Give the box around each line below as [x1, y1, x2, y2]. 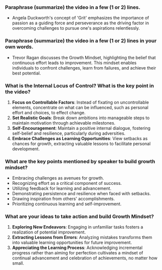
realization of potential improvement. [12, 229, 86, 235]
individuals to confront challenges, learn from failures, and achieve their [12, 65, 157, 71]
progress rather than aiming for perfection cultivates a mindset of [12, 250, 144, 256]
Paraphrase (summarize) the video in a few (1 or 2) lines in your [5, 37, 157, 44]
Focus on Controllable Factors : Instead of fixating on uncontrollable [12, 99, 149, 105]
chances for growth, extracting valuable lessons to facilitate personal [12, 141, 151, 146]
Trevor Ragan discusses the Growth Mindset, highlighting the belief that [12, 54, 156, 60]
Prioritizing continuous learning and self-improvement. [12, 201, 122, 207]
